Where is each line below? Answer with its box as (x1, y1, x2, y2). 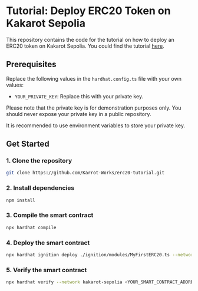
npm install (6, 197, 35, 203)
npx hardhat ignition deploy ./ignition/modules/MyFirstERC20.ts (6, 252, 170, 257)
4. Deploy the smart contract (6, 239, 90, 247)
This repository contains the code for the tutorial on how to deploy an (6, 36, 175, 43)
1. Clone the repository (6, 157, 72, 165)
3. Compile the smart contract (6, 211, 94, 219)
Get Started (6, 139, 49, 149)
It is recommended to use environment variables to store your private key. (6, 122, 186, 129)
